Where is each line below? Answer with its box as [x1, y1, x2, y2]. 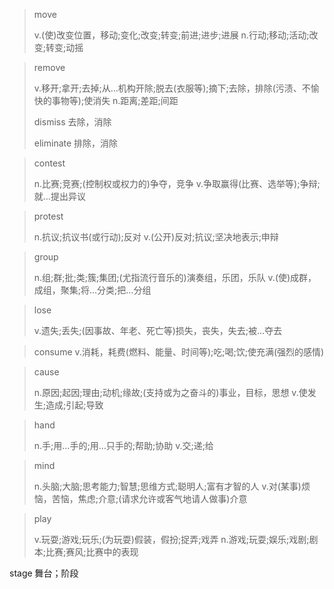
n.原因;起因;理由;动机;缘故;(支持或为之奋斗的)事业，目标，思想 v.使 [33, 387, 308, 398]
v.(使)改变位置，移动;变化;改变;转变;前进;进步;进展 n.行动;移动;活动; [33, 29, 310, 41]
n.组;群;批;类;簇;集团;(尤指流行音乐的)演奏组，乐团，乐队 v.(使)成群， [33, 272, 317, 283]
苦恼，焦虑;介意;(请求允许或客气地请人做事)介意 [51, 493, 248, 504]
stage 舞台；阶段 [9, 567, 79, 579]
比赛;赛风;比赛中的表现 [45, 546, 139, 558]
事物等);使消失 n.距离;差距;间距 [51, 95, 179, 106]
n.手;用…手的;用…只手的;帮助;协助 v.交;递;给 [33, 440, 214, 451]
